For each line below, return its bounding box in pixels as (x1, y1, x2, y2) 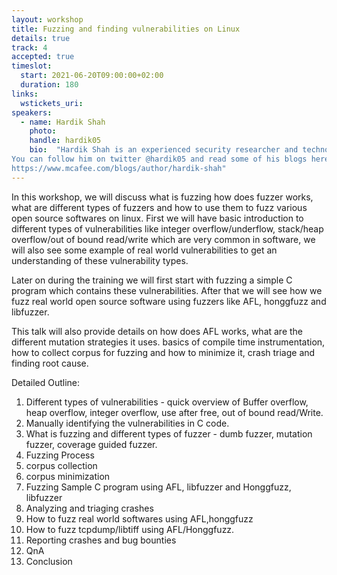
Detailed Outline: (11, 376, 81, 388)
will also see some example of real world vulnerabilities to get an (11, 244, 278, 256)
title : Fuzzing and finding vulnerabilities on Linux (11, 24, 241, 34)
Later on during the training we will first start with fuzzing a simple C (11, 274, 293, 286)
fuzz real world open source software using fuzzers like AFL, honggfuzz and (11, 295, 327, 307)
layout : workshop (11, 14, 84, 25)
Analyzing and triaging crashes (25, 502, 154, 514)
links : (11, 89, 39, 99)
